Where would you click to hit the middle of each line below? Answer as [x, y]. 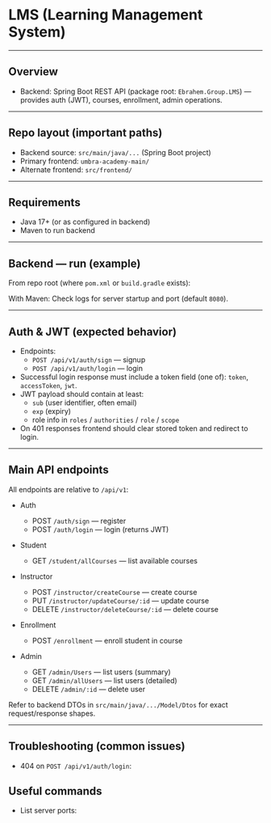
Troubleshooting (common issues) [97, 747]
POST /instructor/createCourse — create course [115, 592]
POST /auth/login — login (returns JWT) [100, 529]
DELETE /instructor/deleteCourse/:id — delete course [125, 609]
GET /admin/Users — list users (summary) [101, 672]
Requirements [44, 203]
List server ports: [48, 811]
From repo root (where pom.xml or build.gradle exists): [100, 283]
